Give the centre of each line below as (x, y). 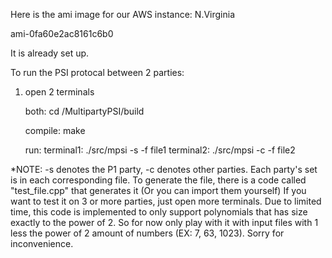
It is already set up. (50, 53)
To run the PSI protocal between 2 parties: (97, 72)
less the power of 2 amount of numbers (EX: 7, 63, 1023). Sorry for (147, 233)
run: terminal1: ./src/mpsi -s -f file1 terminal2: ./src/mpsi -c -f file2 (160, 150)
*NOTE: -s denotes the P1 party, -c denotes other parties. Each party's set (164, 169)
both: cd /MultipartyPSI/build (84, 111)
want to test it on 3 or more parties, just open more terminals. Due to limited (166, 201)
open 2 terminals (59, 92)
